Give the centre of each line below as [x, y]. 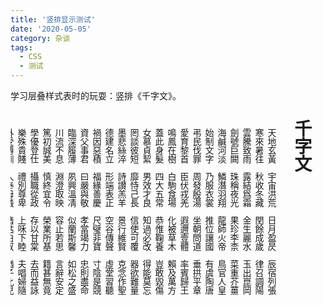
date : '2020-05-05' [51, 29]
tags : [21, 47]
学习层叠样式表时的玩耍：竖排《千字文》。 [96, 95]
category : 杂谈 [40, 38]
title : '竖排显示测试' [53, 19]
